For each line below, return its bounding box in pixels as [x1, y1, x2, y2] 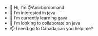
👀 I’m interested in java [9, 10, 56, 16]
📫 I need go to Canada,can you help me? [9, 26, 94, 31]
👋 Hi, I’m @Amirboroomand [9, 5, 65, 10]
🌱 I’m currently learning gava [9, 15, 68, 20]
